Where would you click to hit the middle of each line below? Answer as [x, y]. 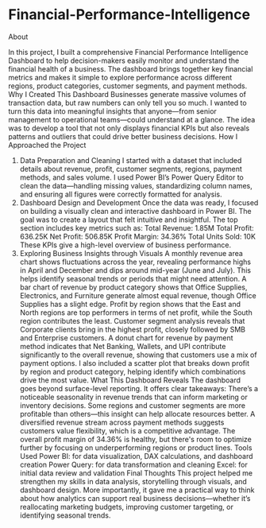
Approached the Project [47, 145]
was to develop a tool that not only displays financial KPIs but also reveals [129, 128]
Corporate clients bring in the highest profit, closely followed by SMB [133, 329]
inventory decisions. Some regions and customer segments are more [133, 405]
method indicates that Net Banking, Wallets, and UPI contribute [123, 346]
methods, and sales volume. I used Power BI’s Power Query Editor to [131, 177]
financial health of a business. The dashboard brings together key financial [131, 68]
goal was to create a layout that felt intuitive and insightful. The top [129, 219]
